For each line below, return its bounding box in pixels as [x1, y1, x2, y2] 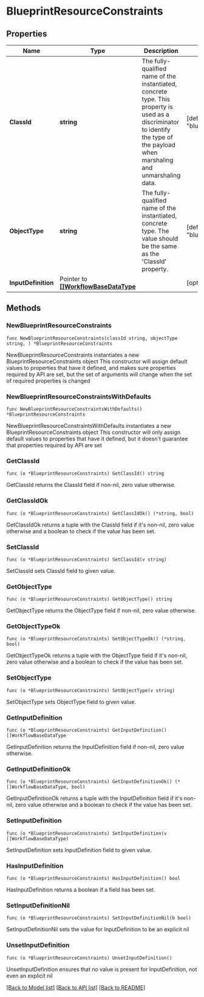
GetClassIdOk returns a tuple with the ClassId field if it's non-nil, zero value [6, 521, 194, 528]
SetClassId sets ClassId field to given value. [6, 567, 115, 574]
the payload [141, 141, 176, 149]
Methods [6, 303, 41, 313]
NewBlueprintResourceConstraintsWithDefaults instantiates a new [6, 422, 172, 429]
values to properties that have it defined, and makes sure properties [6, 364, 176, 371]
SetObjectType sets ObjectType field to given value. [6, 698, 137, 705]
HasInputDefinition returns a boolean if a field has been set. [6, 885, 155, 893]
